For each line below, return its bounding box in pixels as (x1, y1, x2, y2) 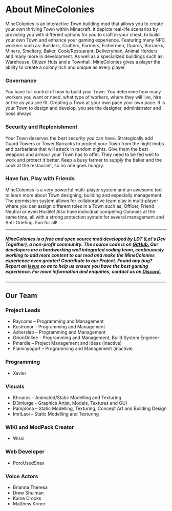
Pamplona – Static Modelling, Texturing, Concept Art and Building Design (12, 405, 167, 411)
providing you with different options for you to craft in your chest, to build (5, 31, 160, 37)
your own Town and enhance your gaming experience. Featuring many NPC (5, 37, 165, 43)
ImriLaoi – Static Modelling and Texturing (12, 411, 99, 417)
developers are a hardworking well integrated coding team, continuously (5, 247, 164, 253)
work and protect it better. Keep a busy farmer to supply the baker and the (5, 156, 162, 163)
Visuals (5, 383, 25, 390)
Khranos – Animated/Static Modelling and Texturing (12, 395, 122, 401)
